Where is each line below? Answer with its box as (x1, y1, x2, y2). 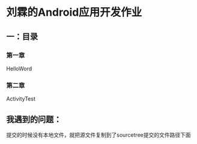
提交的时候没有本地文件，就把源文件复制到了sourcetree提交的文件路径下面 (6, 131, 191, 139)
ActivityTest (6, 95, 36, 102)
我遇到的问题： (6, 114, 62, 124)
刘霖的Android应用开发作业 (6, 5, 142, 19)
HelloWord (6, 64, 32, 72)
